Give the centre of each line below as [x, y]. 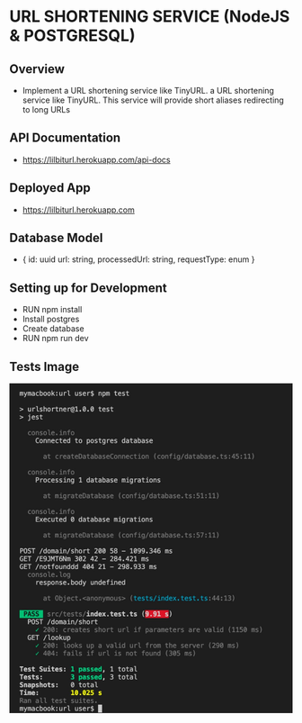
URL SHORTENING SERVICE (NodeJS [150, 17]
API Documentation [65, 138]
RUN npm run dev [55, 339]
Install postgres [51, 319]
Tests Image [44, 366]
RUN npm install [52, 310]
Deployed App [50, 188]
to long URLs [46, 109]
